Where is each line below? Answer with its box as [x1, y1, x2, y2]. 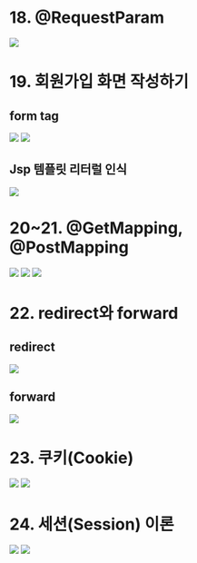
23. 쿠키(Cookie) [9, 448, 134, 468]
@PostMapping [9, 237, 129, 257]
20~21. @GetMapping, [9, 217, 183, 238]
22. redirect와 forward [9, 302, 179, 323]
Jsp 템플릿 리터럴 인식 [9, 162, 127, 177]
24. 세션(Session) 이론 [9, 514, 174, 534]
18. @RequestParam [9, 7, 165, 28]
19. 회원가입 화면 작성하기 [9, 72, 189, 93]
